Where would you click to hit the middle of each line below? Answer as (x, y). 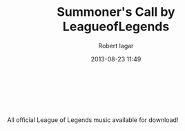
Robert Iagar (116, 46)
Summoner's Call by (116, 12)
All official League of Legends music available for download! (93, 120)
